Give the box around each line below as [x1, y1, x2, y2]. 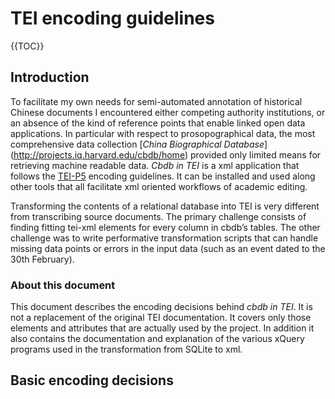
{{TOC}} [10, 40, 45, 52]
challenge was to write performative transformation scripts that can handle [10, 232, 319, 244]
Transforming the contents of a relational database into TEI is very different [10, 200, 320, 212]
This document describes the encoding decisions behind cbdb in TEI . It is [10, 301, 313, 313]
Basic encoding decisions [10, 372, 174, 389]
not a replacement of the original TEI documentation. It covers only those [10, 312, 312, 324]
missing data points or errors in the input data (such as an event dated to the [10, 242, 326, 254]
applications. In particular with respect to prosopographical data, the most [10, 127, 316, 139]
